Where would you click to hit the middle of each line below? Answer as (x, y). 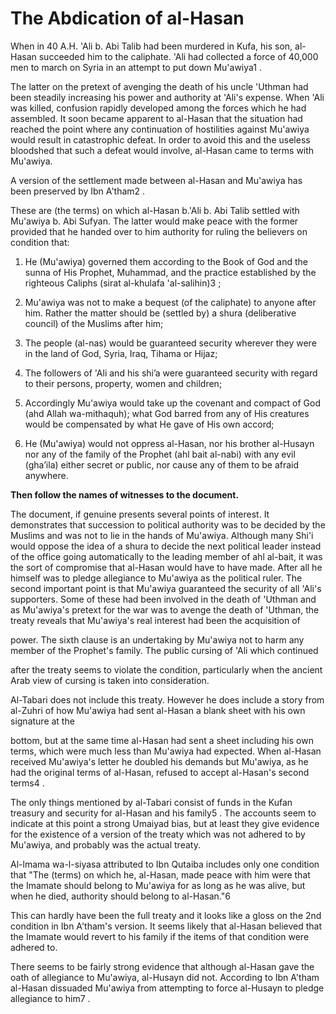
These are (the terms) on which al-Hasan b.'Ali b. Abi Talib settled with (155, 210)
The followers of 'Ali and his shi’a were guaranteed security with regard (171, 373)
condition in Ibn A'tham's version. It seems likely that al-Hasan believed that (166, 926)
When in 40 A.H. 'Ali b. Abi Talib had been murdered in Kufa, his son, (151, 46)
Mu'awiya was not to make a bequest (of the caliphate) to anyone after (170, 302)
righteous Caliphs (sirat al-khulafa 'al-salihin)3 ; (123, 283)
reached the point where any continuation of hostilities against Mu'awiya (160, 129)
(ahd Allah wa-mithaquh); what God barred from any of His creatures (167, 413)
